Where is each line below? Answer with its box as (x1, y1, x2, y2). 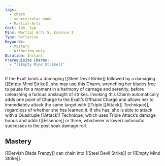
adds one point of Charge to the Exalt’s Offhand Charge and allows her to (5, 97, 154, 102)
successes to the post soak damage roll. (5, 123, 87, 129)
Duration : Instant (5, 53, 43, 58)
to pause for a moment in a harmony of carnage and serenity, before (5, 86, 144, 92)
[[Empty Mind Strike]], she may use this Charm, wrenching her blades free (5, 81, 156, 87)
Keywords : (5, 39, 26, 44)
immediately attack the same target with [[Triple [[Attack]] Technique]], (5, 102, 150, 108)
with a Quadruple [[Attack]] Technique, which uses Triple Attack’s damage (5, 112, 156, 118)
